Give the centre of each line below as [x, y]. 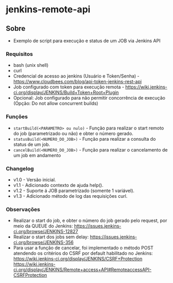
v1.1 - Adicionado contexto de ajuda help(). [58, 185]
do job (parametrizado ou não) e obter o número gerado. [73, 133]
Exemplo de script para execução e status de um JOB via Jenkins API [87, 41]
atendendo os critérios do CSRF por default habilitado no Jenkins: [83, 253]
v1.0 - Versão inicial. [34, 180]
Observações [23, 209]
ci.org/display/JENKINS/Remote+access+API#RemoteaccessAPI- [82, 270]
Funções [17, 117]
